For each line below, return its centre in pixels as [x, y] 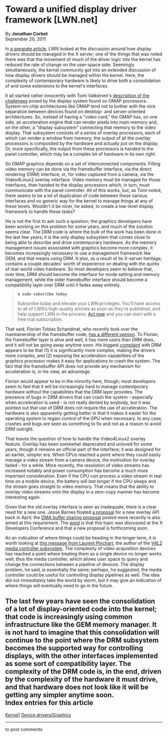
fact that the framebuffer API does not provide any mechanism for [73, 366]
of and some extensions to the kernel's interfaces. [57, 85]
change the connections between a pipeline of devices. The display [75, 564]
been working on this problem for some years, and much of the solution [79, 226]
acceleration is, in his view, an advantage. [48, 371]
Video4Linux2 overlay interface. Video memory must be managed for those [83, 179]
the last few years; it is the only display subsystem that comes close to [78, 237]
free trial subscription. [40, 319]
